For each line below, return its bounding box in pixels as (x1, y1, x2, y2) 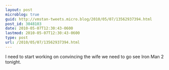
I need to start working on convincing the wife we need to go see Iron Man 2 (5, 53, 164, 59)
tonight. (5, 58, 21, 65)
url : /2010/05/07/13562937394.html (5, 40, 80, 45)
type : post (5, 35, 28, 40)
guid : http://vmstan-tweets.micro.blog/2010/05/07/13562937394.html (5, 16, 152, 21)
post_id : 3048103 (5, 21, 42, 26)
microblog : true (5, 12, 39, 17)
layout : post (5, 7, 33, 12)
